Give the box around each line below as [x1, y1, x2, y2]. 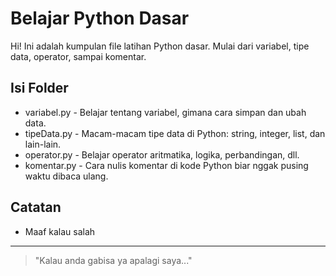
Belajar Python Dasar [10, 7, 190, 30]
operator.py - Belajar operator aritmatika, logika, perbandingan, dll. [24, 148, 300, 161]
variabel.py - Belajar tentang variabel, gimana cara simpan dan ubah [24, 106, 307, 118]
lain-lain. [24, 138, 62, 150]
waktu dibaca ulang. [24, 170, 109, 182]
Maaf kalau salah [24, 225, 96, 237]
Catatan [10, 199, 62, 216]
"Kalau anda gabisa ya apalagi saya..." [34, 254, 193, 266]
